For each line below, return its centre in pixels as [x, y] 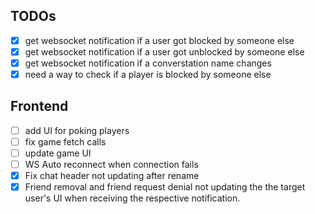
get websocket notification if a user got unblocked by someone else [164, 51]
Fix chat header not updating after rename [112, 176]
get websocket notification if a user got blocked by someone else [159, 40]
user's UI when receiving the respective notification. [132, 198]
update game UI [58, 153]
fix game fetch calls [65, 141]
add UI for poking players [77, 130]
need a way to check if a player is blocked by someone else [148, 74]
